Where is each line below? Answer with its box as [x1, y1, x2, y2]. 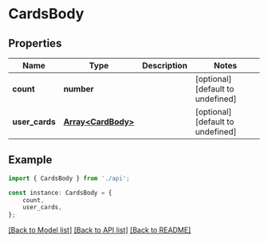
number [63, 84, 94, 94]
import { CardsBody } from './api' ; [8, 174, 130, 182]
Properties [8, 37, 62, 50]
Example [8, 153, 53, 167]
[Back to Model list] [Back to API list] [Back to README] [8, 225, 191, 235]
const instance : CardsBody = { [8, 189, 112, 197]
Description [142, 60, 187, 71]
